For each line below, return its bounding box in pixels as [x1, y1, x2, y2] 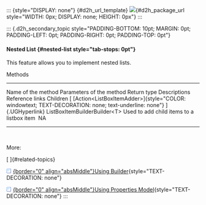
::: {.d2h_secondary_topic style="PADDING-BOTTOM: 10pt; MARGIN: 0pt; [6, 25, 191, 32]
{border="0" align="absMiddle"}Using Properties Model [13, 186, 154, 193]
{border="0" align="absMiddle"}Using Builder [13, 168, 129, 175]
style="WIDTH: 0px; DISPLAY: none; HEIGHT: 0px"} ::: [6, 13, 143, 20]
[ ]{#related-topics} [6, 156, 56, 163]
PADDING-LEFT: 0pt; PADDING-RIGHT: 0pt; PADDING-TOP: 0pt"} [6, 31, 170, 39]
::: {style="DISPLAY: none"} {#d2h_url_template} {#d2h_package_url [6, 7, 185, 13]
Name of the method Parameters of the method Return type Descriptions [6, 89, 191, 96]
